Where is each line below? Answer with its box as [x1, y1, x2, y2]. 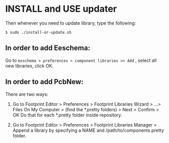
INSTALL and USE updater [5, 3, 117, 15]
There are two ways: [5, 91, 48, 97]
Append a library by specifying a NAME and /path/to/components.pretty [12, 127, 164, 133]
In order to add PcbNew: [5, 78, 84, 86]
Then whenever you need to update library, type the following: [5, 20, 136, 26]
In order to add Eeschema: [5, 44, 91, 53]
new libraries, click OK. [5, 62, 53, 69]
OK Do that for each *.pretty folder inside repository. [12, 112, 122, 118]
